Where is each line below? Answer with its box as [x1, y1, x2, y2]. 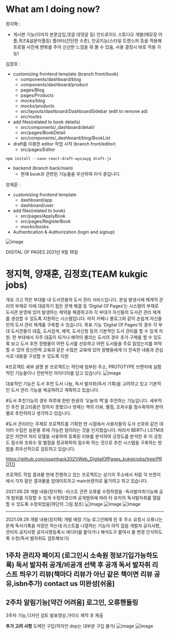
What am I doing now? [6, 4, 100, 15]
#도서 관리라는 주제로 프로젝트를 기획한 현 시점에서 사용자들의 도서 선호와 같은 [6, 420, 158, 427]
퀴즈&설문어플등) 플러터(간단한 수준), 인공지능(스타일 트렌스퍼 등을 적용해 [18, 38, 162, 44]
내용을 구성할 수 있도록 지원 [15, 353, 69, 359]
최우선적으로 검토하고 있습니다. [15, 445, 76, 452]
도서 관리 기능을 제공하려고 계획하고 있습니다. [11, 387, 100, 393]
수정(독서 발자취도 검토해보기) [11, 535, 70, 541]
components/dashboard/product [20, 81, 88, 87]
